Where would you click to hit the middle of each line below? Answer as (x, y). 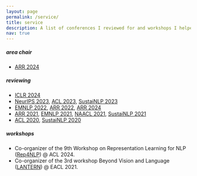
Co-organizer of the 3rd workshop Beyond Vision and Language (92, 161)
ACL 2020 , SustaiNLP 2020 (48, 120)
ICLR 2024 (28, 95)
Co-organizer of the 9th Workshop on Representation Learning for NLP (100, 148)
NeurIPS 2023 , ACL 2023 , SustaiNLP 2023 (66, 101)
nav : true (18, 33)
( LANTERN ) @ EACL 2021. (46, 167)
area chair (19, 52)
